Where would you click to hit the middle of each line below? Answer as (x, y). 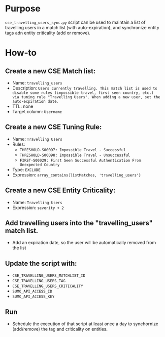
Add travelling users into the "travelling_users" (79, 223)
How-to (21, 53)
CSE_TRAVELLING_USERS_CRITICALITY (48, 286)
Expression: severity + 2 (38, 208)
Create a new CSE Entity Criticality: (60, 190)
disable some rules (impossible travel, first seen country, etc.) (83, 93)
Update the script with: (41, 263)
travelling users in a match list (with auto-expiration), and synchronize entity (82, 27)
